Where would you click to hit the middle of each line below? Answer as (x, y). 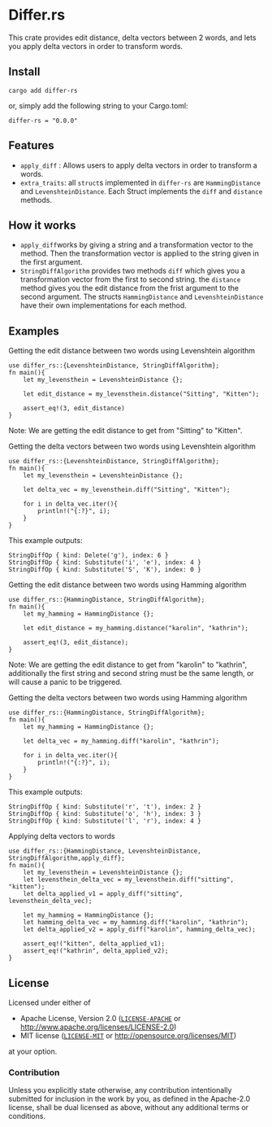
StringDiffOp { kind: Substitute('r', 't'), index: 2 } (105, 807)
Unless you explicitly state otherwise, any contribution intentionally (120, 1090)
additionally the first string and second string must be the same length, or (131, 673)
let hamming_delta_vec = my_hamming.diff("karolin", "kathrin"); (136, 923)
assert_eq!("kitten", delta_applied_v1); (94, 944)
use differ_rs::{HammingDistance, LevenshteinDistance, (105, 851)
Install (24, 72)
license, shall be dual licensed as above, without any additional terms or (129, 1107)
